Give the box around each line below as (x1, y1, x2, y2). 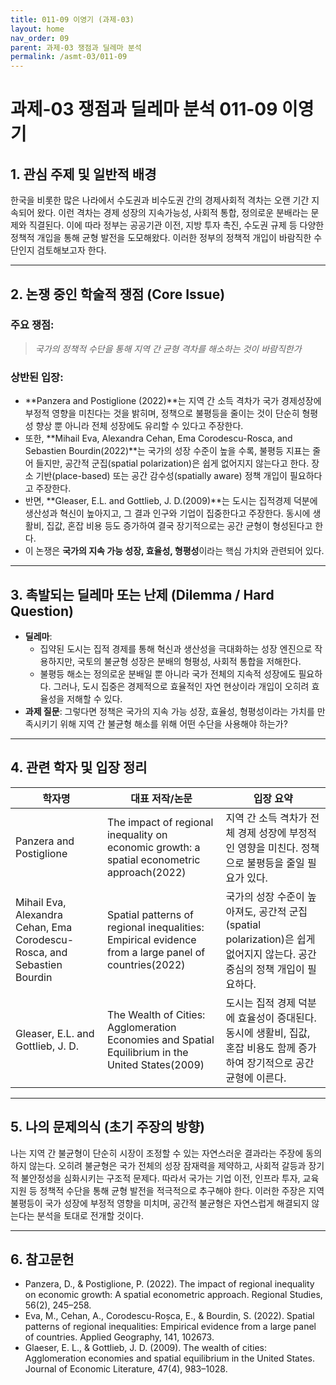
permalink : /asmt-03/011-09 (10, 52, 128, 62)
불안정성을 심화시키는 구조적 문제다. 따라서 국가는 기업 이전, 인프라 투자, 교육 (20, 1172, 320, 1184)
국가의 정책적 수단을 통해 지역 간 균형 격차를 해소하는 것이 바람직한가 (34, 342, 302, 355)
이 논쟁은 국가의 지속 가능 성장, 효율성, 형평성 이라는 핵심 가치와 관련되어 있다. (24, 545, 325, 557)
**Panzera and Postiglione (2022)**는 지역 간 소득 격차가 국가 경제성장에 (24, 395, 322, 407)
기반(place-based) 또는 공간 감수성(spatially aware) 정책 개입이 (35, 470, 288, 482)
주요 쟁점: (10, 318, 55, 332)
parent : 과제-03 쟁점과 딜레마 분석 (10, 42, 142, 53)
